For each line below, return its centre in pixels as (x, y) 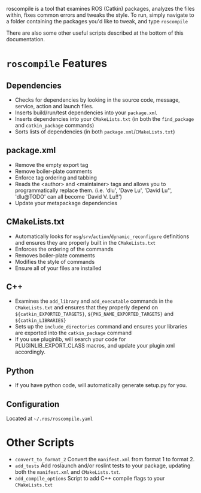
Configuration (33, 404)
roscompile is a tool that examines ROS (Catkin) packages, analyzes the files (100, 9)
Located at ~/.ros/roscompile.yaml (50, 419)
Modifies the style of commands (55, 261)
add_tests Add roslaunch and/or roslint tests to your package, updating (103, 465)
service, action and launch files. (54, 106)
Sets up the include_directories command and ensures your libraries (101, 327)
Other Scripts (40, 443)
